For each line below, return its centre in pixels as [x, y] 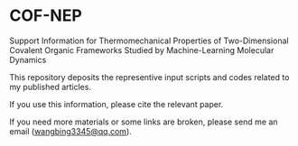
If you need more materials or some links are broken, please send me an [144, 122]
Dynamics [28, 59]
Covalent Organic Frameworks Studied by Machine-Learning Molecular [142, 50]
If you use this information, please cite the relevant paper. [116, 104]
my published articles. [51, 87]
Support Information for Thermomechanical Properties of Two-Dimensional [149, 41]
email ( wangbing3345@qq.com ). [71, 131]
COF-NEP [46, 16]
